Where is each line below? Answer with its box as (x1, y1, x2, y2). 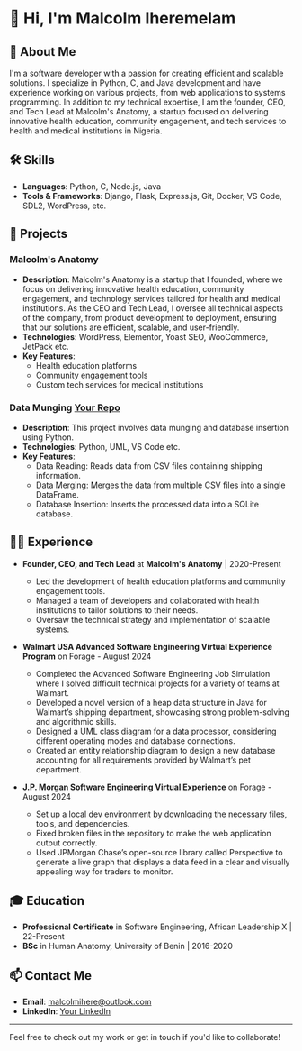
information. (35, 470, 81, 480)
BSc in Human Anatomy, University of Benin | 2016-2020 (22, 941, 234, 952)
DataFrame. (35, 489, 79, 499)
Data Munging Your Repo (9, 401, 121, 414)
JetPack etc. (22, 341, 69, 352)
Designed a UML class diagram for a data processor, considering (35, 726, 277, 736)
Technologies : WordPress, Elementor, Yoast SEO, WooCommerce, (22, 331, 269, 342)
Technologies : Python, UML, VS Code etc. (22, 441, 181, 452)
